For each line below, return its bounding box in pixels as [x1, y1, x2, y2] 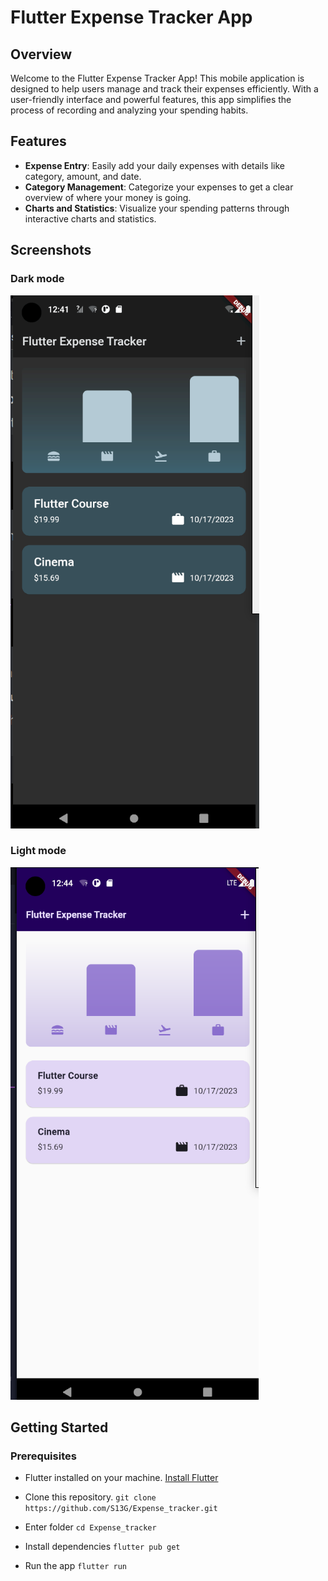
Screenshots [10, 242, 92, 259]
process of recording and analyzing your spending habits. [10, 104, 249, 116]
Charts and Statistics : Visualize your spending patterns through [24, 202, 290, 214]
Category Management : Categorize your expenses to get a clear [24, 181, 294, 193]
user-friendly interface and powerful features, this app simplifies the [10, 94, 292, 105]
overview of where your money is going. [24, 191, 192, 203]
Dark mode [10, 272, 65, 286]
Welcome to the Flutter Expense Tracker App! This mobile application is [10, 72, 305, 84]
